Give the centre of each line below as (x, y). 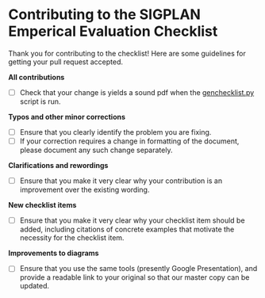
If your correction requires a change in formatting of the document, (129, 141)
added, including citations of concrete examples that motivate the (127, 229)
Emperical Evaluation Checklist (113, 31)
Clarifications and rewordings (58, 166)
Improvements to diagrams (54, 253)
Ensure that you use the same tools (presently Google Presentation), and (138, 269)
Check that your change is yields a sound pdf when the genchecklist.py (137, 92)
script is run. (40, 101)
